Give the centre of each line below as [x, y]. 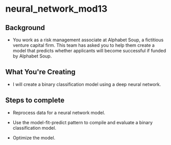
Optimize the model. [34, 137]
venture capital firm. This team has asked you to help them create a [83, 45]
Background [25, 28]
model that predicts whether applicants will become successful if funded [89, 51]
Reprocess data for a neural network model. [59, 112]
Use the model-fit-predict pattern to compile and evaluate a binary [83, 122]
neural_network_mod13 [56, 9]
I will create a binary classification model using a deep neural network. [87, 84]
